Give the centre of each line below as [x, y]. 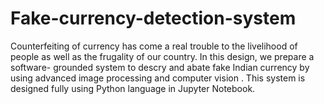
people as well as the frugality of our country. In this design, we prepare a [162, 56]
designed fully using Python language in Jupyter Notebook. [133, 88]
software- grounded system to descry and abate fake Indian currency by [160, 67]
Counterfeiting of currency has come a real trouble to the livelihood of [154, 46]
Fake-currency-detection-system [153, 18]
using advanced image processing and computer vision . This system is [158, 78]
